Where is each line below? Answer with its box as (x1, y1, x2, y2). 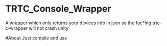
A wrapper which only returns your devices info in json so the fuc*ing (5, 20, 152, 26)
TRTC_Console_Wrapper (5, 3, 111, 15)
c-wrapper (5, 25, 28, 31)
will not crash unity (29, 25, 69, 31)
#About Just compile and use (5, 35, 67, 41)
